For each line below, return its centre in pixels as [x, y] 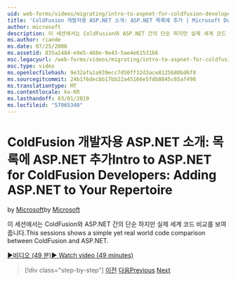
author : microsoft [34, 27]
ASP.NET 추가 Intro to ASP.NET [122, 160]
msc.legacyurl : [29, 60]
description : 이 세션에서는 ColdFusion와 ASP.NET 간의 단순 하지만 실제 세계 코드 [117, 33]
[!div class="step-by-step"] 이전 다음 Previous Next [97, 270]
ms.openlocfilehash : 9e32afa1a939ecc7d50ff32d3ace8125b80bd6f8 [102, 72]
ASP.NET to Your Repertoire [90, 190]
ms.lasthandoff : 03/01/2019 [48, 99]
